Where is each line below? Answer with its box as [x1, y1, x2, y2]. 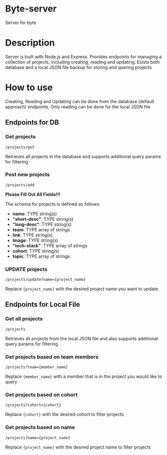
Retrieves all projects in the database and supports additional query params [5, 153, 161, 159]
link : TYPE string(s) [12, 232, 53, 238]
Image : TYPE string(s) [12, 237, 58, 243]
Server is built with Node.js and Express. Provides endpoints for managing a [5, 54, 162, 60]
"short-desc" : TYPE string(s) [12, 216, 73, 222]
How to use [5, 82, 53, 93]
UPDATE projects [5, 266, 47, 273]
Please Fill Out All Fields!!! [5, 191, 61, 197]
